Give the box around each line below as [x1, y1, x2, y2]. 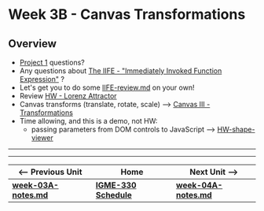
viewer [31, 133, 53, 143]
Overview [8, 37, 57, 50]
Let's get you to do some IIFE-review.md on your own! [19, 83, 195, 92]
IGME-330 [95, 180, 137, 191]
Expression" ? [19, 75, 65, 83]
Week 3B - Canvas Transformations [8, 6, 246, 24]
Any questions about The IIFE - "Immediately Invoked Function [19, 66, 222, 76]
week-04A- [175, 180, 223, 191]
